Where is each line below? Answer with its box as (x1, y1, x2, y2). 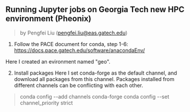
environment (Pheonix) (5, 14, 91, 24)
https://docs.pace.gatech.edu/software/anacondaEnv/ (13, 47, 145, 54)
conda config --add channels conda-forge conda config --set (19, 93, 169, 100)
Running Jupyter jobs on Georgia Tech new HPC (5, 5, 185, 15)
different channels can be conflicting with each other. (13, 82, 144, 89)
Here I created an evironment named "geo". (5, 58, 111, 65)
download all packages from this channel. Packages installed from (13, 75, 175, 82)
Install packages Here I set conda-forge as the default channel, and (13, 69, 177, 76)
